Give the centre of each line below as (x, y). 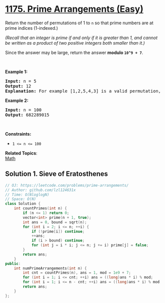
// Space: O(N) (21, 199)
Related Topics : (21, 153)
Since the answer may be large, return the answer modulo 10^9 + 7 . (74, 52)
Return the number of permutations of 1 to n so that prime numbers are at (79, 23)
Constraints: (18, 134)
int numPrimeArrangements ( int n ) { (50, 268)
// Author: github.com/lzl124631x (41, 190)
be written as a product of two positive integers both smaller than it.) (75, 43)
